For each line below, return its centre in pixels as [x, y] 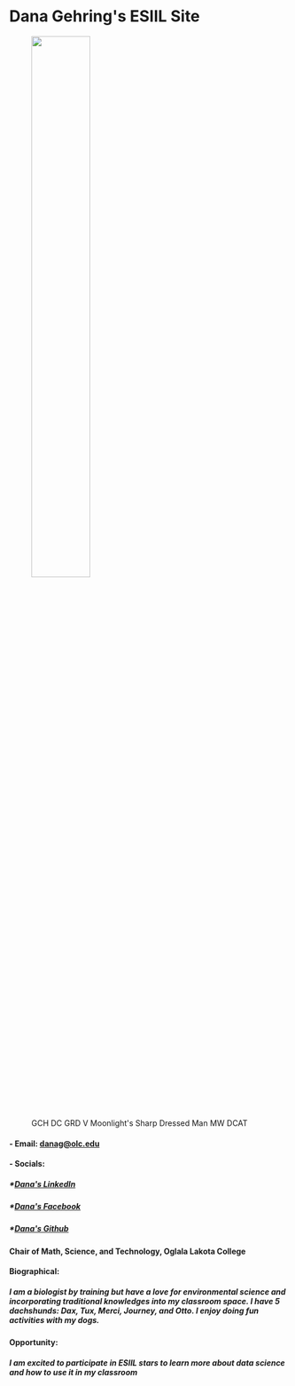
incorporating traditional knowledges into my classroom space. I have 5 [145, 1302]
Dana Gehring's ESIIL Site [105, 16]
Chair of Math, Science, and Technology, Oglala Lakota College [128, 1251]
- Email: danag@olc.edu [54, 1144]
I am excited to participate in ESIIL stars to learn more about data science [147, 1363]
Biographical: [35, 1271]
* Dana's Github [39, 1229]
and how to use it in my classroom [74, 1372]
